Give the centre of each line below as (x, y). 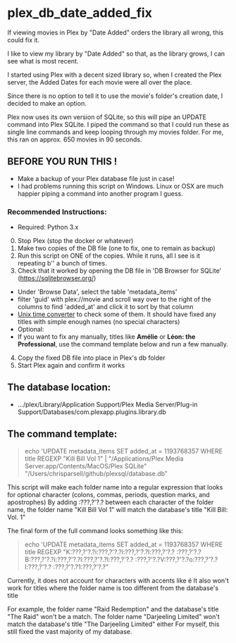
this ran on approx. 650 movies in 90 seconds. (75, 139)
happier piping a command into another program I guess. (100, 193)
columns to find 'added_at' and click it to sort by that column (105, 307)
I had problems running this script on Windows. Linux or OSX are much (120, 186)
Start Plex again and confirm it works (71, 366)
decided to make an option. (47, 103)
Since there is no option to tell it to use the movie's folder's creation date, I (115, 96)
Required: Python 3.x (48, 227)
